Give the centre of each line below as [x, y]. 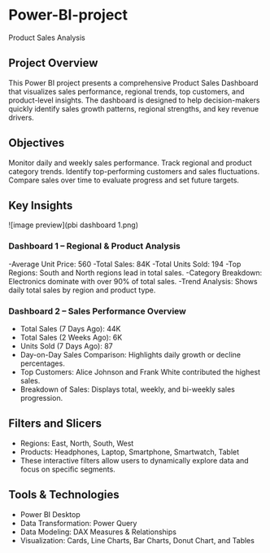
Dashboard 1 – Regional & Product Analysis [95, 246]
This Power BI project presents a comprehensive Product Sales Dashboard [133, 82]
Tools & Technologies [64, 495]
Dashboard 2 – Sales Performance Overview [98, 311]
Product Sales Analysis [47, 37]
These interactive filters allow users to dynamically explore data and [135, 460]
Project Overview [53, 63]
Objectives [37, 143]
